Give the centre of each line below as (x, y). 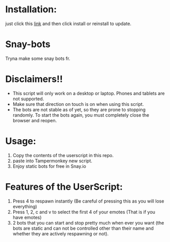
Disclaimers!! (34, 79)
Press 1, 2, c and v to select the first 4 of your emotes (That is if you (84, 212)
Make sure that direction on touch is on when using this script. (78, 104)
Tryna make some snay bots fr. (38, 58)
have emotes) (27, 217)
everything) (25, 206)
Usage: (21, 141)
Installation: (31, 9)
